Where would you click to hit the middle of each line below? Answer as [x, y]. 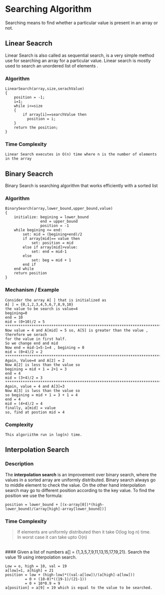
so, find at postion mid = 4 [35, 412]
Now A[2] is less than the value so [42, 365]
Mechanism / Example [32, 290]
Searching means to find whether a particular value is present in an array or [82, 23]
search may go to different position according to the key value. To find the [80, 490]
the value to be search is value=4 [41, 309]
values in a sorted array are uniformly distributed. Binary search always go [80, 480]
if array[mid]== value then [51, 239]
